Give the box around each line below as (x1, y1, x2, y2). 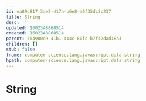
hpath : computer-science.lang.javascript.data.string (6, 57, 141, 63)
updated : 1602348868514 (6, 25, 64, 31)
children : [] (6, 41, 38, 47)
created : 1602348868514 (6, 30, 64, 36)
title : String (6, 14, 41, 20)
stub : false (6, 47, 35, 53)
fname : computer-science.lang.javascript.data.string (6, 52, 141, 58)
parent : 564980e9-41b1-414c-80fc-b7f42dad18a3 (6, 36, 122, 41)
